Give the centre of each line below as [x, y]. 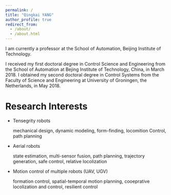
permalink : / [19, 10]
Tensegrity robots [32, 121]
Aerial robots [26, 146]
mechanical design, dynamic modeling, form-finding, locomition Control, [89, 130]
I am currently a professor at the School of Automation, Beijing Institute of [83, 48]
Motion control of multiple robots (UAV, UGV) [60, 171]
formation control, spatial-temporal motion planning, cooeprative [81, 181]
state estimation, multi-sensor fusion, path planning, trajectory [79, 156]
